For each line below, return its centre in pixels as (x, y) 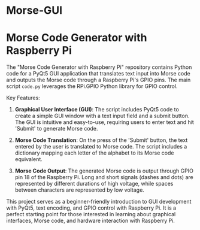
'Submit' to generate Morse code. (56, 129)
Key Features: (23, 98)
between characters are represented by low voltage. (80, 190)
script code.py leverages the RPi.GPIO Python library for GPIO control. (92, 86)
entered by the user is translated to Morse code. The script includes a (101, 147)
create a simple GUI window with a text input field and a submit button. (102, 116)
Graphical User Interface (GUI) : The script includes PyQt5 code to (97, 110)
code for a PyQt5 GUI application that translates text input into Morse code (98, 74)
